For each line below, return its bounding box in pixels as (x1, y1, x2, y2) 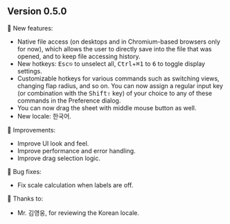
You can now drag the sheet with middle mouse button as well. (17, 103, 197, 112)
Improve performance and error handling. (17, 146, 136, 155)
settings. (17, 67, 43, 75)
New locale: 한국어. (17, 112, 71, 120)
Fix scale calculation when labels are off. (17, 180, 134, 189)
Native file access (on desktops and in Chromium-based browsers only (17, 37, 220, 46)
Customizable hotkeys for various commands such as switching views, (17, 74, 220, 83)
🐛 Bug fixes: (7, 167, 42, 175)
